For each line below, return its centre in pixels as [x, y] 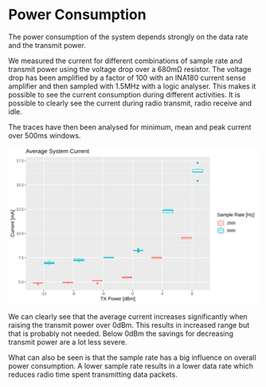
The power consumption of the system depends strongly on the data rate [128, 37]
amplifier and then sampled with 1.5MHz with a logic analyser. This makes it [132, 86]
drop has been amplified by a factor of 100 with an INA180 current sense [127, 77]
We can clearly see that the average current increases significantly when [128, 316]
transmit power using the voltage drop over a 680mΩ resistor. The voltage [130, 69]
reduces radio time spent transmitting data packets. [93, 374]
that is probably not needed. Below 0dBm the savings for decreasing [121, 334]
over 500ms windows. [45, 135]
